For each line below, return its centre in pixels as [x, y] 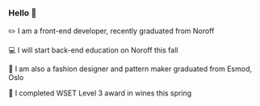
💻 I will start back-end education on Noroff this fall [93, 50]
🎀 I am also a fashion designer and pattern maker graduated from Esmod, [130, 69]
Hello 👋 [23, 13]
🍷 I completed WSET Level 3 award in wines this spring [100, 93]
